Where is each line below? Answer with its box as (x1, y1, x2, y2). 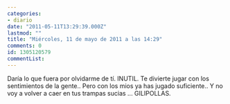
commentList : (7, 55, 45, 62)
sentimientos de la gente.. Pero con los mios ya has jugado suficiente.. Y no (7, 81, 223, 90)
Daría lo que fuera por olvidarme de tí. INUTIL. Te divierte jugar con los (7, 74, 210, 83)
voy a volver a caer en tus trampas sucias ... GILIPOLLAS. (7, 89, 171, 97)
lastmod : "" (7, 29, 42, 37)
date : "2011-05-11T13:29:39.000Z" (7, 23, 107, 30)
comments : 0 (7, 42, 42, 49)
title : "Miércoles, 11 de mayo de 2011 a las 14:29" (7, 36, 163, 43)
